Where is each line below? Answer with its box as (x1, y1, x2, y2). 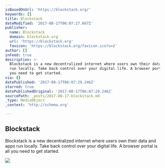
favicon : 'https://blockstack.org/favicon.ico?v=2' (9, 43, 118, 48)
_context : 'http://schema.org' (5, 103, 69, 107)
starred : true (5, 84, 34, 89)
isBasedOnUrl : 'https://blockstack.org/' (5, 7, 91, 12)
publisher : (5, 25, 27, 30)
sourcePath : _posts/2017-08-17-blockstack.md (5, 93, 100, 98)
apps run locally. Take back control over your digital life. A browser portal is (5, 143, 158, 149)
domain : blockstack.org (9, 35, 58, 40)
